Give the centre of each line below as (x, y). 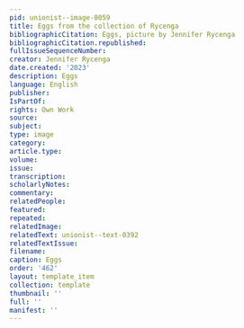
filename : (28, 252)
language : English (44, 84)
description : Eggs (44, 76)
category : (28, 143)
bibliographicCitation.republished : (78, 43)
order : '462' (34, 269)
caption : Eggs (36, 260)
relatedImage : (36, 226)
